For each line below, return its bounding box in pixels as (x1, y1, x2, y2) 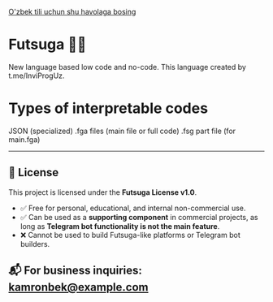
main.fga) (8, 134, 41, 145)
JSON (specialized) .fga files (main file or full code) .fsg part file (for (8, 126, 236, 136)
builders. (19, 239, 50, 248)
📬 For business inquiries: (8, 264, 142, 278)
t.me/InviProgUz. (8, 71, 65, 80)
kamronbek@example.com (8, 280, 149, 295)
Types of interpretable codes (8, 99, 209, 118)
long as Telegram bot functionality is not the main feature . (19, 221, 220, 231)
